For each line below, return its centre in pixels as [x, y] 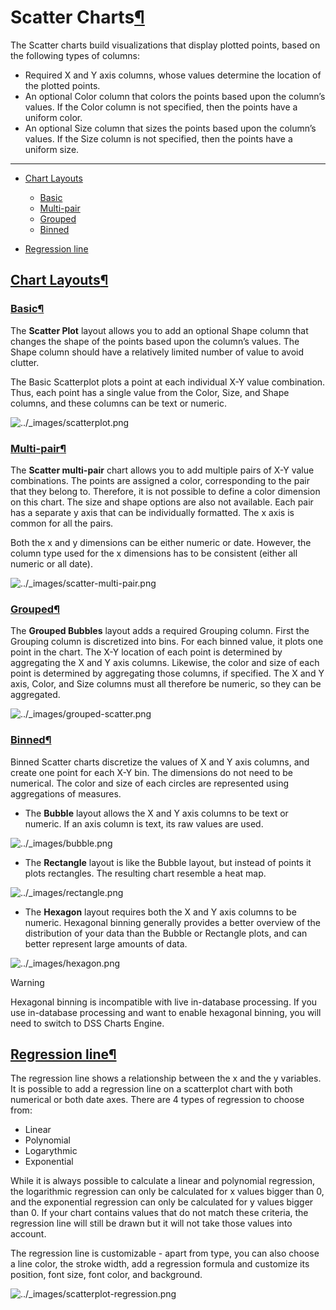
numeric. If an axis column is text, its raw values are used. [144, 823]
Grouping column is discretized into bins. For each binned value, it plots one [167, 642]
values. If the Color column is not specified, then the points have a [161, 107]
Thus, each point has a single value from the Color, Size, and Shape [150, 392]
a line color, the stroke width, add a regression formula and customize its [160, 1264]
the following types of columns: [75, 55]
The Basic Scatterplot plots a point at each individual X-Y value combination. [168, 382]
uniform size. [52, 149]
